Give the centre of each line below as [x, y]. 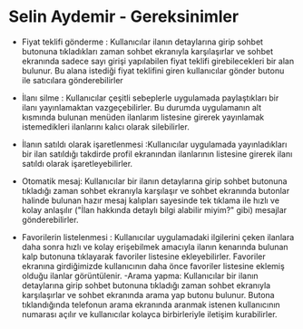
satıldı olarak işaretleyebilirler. [77, 163]
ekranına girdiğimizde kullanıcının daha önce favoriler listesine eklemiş [153, 266]
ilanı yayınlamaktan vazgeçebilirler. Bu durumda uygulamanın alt [142, 107]
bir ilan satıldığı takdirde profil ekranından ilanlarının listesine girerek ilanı [157, 154]
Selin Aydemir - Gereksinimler [124, 17]
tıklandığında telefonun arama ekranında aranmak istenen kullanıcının [151, 305]
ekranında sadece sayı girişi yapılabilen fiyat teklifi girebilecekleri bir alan [158, 61]
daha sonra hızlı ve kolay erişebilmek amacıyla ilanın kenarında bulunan [155, 247]
